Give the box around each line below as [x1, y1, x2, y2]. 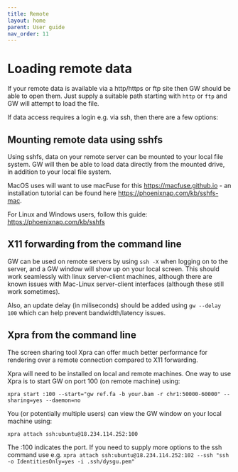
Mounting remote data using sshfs [7, 133, 163, 146]
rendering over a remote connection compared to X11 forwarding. [7, 356, 199, 364]
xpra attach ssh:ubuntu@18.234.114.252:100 [7, 430, 139, 437]
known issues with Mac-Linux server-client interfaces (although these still [7, 280, 225, 288]
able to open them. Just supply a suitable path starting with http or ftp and [7, 92, 227, 100]
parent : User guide [7, 23, 65, 31]
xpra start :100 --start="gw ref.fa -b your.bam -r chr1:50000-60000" [7, 390, 221, 397]
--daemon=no [45, 397, 81, 404]
